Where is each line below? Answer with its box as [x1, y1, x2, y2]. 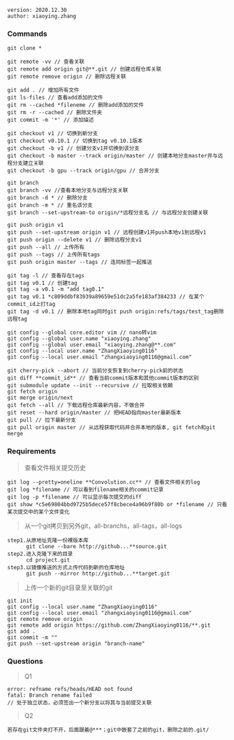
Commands [7, 29, 47, 39]
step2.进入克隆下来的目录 [7, 550, 73, 557]
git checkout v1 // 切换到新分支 [7, 130, 98, 137]
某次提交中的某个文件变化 [7, 508, 70, 515]
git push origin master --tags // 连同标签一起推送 [7, 259, 152, 266]
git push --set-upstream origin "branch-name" [7, 640, 145, 647]
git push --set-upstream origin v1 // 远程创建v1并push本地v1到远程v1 [7, 229, 207, 236]
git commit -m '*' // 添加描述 [7, 116, 94, 124]
